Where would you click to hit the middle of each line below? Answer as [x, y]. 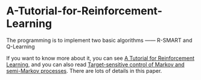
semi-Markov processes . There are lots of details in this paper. [84, 70]
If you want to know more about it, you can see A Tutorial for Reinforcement [101, 58]
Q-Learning [21, 47]
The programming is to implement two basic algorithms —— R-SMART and [99, 40]
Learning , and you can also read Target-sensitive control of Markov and [96, 64]
